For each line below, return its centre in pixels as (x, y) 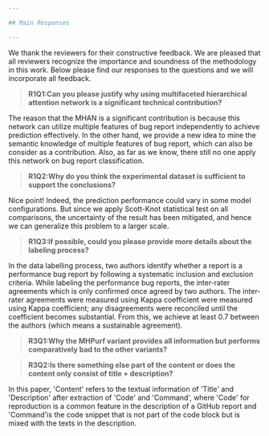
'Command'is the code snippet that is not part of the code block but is (124, 414)
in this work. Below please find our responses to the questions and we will (131, 70)
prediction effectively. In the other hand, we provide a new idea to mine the (132, 135)
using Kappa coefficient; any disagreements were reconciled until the (123, 308)
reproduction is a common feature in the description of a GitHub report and (132, 405)
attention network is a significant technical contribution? (125, 102)
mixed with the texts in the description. (72, 423)
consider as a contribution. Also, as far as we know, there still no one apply (132, 152)
